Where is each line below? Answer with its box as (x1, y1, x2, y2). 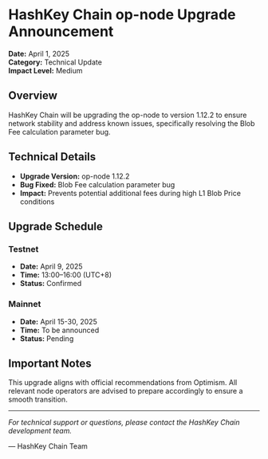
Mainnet (8, 299, 41, 310)
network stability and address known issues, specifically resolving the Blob (8, 118, 255, 128)
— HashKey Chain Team (8, 441, 88, 451)
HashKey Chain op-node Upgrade (8, 6, 236, 24)
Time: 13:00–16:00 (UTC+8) (19, 270, 112, 280)
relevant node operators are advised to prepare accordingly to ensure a (8, 386, 243, 396)
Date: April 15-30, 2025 (19, 316, 97, 326)
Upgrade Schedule (8, 219, 104, 233)
